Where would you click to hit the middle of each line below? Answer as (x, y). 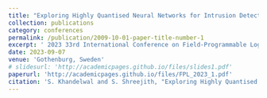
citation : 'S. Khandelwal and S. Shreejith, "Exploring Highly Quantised (133, 81)
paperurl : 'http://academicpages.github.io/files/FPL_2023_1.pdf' (120, 74)
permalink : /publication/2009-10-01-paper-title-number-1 (106, 38)
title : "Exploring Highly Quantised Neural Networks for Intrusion (122, 15)
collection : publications (51, 23)
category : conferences (46, 30)
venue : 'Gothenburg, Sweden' (56, 60)
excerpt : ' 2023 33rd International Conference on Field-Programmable (128, 45)
